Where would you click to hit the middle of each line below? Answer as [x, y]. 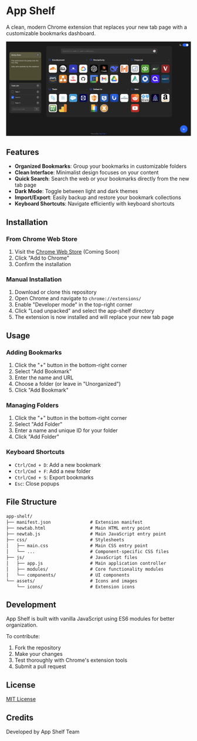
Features [23, 152]
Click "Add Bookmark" [42, 390]
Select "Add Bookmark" [43, 372]
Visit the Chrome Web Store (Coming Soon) [67, 252]
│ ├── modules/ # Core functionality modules [85, 569]
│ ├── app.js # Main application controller [86, 563]
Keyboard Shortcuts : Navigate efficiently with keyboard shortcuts [94, 204]
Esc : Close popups [37, 483]
